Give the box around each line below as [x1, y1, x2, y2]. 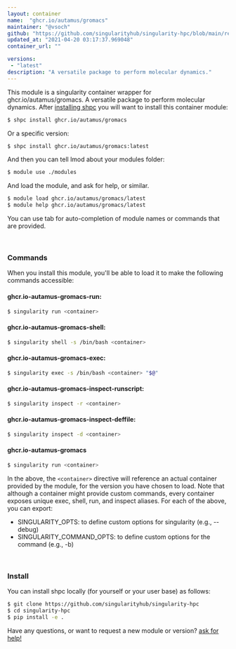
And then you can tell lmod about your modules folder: [7, 155, 165, 163]
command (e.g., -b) [17, 540, 74, 548]
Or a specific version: [7, 129, 70, 138]
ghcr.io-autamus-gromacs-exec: [7, 354, 106, 362]
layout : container [7, 10, 61, 18]
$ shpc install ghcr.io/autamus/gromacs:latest [7, 142, 150, 149]
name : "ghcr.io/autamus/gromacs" [7, 17, 109, 24]
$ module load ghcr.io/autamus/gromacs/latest [7, 195, 146, 202]
